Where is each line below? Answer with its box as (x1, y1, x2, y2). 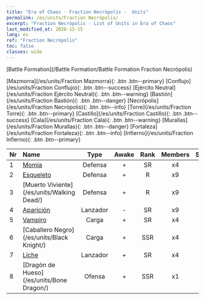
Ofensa (84, 272, 106, 280)
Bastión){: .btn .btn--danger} (54, 97, 126, 104)
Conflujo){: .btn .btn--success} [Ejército (54, 84, 154, 91)
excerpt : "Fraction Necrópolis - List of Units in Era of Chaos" (6, 20, 176, 26)
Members (160, 150, 190, 159)
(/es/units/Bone (22, 276, 68, 284)
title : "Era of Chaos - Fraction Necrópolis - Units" (6, 9, 149, 15)
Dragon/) (22, 284, 49, 292)
